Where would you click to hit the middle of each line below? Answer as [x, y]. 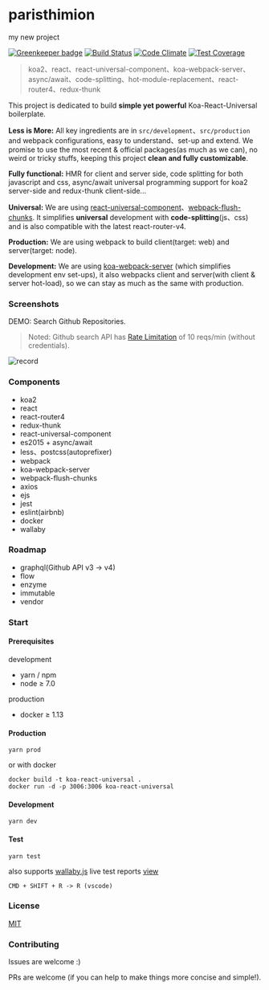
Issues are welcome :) [45, 962]
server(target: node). [43, 250]
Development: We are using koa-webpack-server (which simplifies [120, 266]
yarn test [25, 856]
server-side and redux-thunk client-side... [77, 190]
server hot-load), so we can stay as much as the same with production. [126, 283]
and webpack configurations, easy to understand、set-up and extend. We [131, 140]
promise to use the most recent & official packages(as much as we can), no [133, 149]
